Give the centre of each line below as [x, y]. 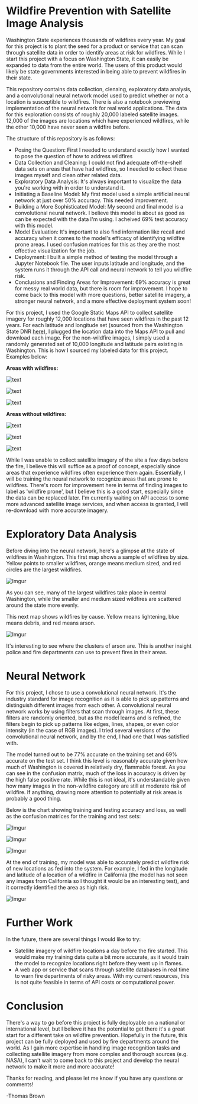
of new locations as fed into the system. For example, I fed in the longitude [97, 868]
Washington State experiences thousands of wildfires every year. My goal [96, 40]
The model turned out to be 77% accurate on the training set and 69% [92, 754]
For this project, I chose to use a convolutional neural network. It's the [91, 692]
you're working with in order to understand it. [70, 187]
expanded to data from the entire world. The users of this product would [94, 65]
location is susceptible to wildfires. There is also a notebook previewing [93, 101]
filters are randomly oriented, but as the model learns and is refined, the [94, 718]
